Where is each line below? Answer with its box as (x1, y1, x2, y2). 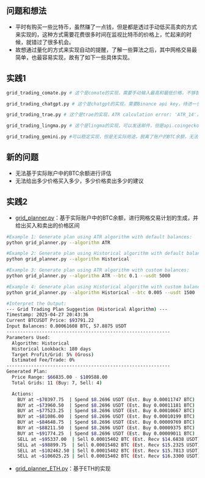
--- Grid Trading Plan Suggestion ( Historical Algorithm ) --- (6, 306, 168, 312)
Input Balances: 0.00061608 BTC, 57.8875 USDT (6, 323, 127, 329)
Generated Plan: (6, 368, 48, 375)
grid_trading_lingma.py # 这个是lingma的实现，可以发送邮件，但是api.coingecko (6, 123, 200, 129)
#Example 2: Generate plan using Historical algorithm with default (6, 251, 184, 257)
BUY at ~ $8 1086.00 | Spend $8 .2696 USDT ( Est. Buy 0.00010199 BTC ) (17, 413, 195, 419)
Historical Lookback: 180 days (12, 346, 92, 352)
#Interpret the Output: (6, 301, 67, 307)
